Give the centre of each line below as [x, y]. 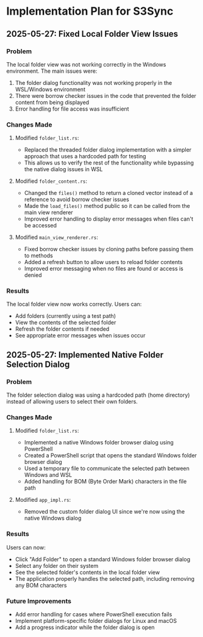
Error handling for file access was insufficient [72, 109]
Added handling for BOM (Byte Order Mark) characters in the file [105, 482]
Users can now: [26, 547]
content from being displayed [52, 102]
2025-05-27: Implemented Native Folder [85, 355]
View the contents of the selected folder [66, 323]
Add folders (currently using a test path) [66, 316]
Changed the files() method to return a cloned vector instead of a [109, 193]
